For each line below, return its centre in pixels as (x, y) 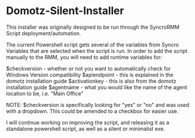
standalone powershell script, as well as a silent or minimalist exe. (86, 129)
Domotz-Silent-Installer (65, 11)
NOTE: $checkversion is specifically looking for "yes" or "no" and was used (98, 105)
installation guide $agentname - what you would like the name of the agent (97, 87)
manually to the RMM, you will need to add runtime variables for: (84, 57)
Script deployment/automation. (43, 33)
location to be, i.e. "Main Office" (45, 93)
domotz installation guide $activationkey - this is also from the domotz (91, 81)
